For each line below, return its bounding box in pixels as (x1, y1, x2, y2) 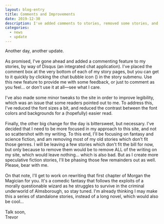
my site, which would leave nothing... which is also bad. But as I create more (5, 152, 159, 157)
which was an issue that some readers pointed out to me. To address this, (5, 100, 154, 106)
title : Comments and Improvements (5, 12, 76, 17)
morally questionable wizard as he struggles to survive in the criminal (5, 183, 144, 189)
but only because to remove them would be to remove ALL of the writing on (5, 146, 157, 152)
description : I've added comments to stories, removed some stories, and (5, 21, 159, 26)
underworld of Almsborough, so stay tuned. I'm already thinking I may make (5, 188, 158, 194)
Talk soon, (5, 209, 26, 215)
